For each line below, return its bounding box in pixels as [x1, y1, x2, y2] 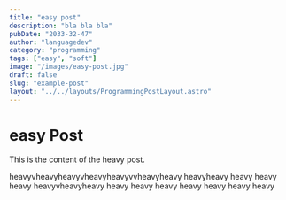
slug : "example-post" [9, 79, 89, 88]
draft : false [9, 71, 58, 80]
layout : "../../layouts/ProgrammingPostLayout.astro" [9, 87, 213, 96]
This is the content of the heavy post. [9, 154, 146, 165]
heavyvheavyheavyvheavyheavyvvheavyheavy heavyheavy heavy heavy [9, 172, 277, 182]
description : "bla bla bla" [9, 21, 113, 30]
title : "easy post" [9, 12, 81, 22]
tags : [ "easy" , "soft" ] [9, 54, 97, 63]
